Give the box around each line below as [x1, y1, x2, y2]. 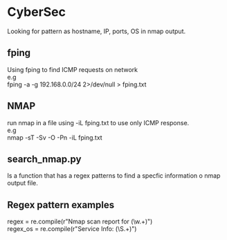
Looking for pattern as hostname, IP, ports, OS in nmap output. [7, 27, 185, 35]
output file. [7, 179, 38, 187]
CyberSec [7, 4, 66, 20]
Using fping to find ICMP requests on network [7, 65, 138, 73]
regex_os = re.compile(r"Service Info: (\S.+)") [7, 225, 137, 233]
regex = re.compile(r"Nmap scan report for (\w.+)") [7, 217, 153, 225]
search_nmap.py [7, 153, 82, 165]
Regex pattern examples [7, 199, 115, 211]
